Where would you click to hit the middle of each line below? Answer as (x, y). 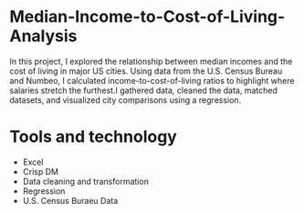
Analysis (43, 36)
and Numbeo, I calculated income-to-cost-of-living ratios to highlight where (152, 80)
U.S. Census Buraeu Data (70, 200)
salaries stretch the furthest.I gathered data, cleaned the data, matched (144, 90)
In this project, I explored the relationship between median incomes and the (151, 61)
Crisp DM (41, 171)
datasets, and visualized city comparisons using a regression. (126, 100)
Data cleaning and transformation (85, 181)
